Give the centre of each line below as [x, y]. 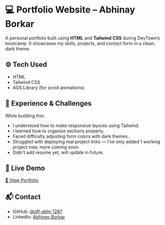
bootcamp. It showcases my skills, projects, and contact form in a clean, [80, 43]
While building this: [25, 116]
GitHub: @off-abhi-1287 [37, 212]
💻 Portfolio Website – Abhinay [70, 10]
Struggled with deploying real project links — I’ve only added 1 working [86, 142]
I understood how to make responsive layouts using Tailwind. [76, 125]
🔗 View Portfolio [22, 181]
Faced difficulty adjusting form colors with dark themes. [71, 136]
